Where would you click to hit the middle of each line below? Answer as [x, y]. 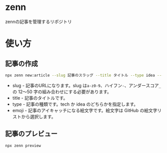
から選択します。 [39, 117]
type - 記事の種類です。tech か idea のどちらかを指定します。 [75, 104]
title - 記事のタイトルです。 [40, 98]
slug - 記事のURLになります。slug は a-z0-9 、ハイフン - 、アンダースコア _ [87, 85]
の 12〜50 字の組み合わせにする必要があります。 [62, 92]
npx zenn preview [23, 146]
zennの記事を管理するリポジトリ [39, 21]
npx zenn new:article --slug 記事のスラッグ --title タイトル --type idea [80, 75]
